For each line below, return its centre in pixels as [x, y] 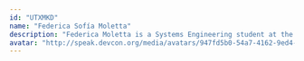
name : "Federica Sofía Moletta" [70, 26]
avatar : [24, 43]
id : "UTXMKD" [34, 17]
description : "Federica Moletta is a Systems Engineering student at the [152, 34]
